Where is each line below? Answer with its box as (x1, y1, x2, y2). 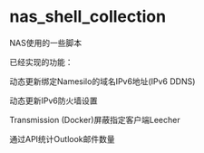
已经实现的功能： (9, 56, 73, 67)
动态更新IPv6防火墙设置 (9, 95, 98, 106)
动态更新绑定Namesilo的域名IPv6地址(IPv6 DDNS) (9, 75, 196, 87)
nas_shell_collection (9, 6, 166, 27)
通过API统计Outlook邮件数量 (9, 133, 115, 144)
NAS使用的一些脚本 (9, 37, 83, 48)
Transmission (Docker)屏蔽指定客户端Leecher (9, 114, 180, 125)
